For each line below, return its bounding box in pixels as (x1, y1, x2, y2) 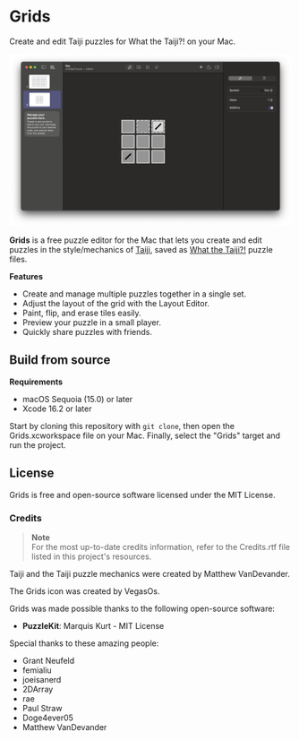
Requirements (9, 376, 64, 387)
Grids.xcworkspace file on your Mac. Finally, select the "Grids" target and (9, 430, 280, 441)
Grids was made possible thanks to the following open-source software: (9, 603, 276, 614)
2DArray (21, 684, 54, 694)
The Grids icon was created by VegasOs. (9, 585, 160, 597)
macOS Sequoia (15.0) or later (21, 393, 133, 404)
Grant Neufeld (21, 655, 75, 666)
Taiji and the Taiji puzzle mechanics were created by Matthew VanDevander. (9, 568, 291, 579)
